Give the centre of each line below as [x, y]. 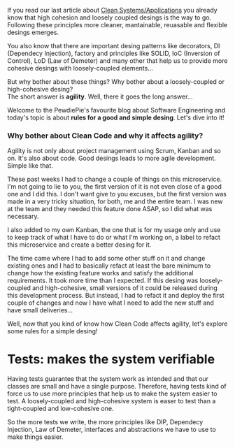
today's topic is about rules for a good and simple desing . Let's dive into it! [116, 117]
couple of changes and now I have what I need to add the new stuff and [111, 303]
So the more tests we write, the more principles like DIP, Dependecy [105, 422]
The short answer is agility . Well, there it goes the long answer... [100, 96]
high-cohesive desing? [40, 89]
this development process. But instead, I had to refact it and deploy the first [116, 296]
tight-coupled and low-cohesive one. [60, 409]
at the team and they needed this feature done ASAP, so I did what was [110, 209]
